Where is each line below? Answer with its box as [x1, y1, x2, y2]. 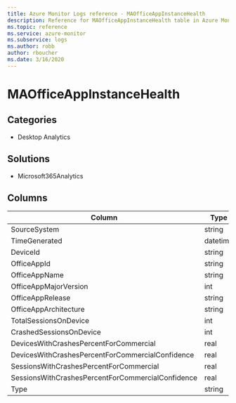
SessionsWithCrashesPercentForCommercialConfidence [11, 373, 198, 383]
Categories [7, 114, 58, 126]
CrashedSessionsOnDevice [11, 327, 102, 337]
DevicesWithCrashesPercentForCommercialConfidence [11, 350, 195, 360]
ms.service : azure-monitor [7, 29, 86, 37]
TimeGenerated [11, 236, 63, 246]
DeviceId [11, 247, 40, 257]
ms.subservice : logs [7, 37, 68, 44]
